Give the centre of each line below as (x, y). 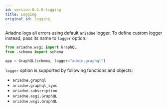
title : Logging (21, 14)
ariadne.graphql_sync (35, 86)
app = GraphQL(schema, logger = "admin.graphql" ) (56, 61)
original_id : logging (28, 19)
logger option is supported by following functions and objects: (69, 70)
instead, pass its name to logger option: (46, 38)
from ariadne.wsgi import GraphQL (41, 48)
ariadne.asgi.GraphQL (35, 96)
